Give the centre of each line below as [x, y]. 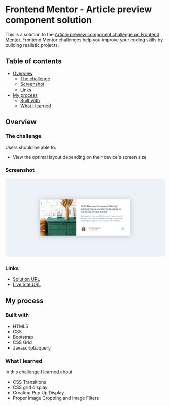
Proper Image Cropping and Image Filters [56, 398]
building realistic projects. [32, 45]
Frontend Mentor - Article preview [79, 9]
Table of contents [33, 61]
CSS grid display [30, 387]
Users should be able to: [31, 147]
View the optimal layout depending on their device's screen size [79, 157]
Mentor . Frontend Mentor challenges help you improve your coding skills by [84, 40]
